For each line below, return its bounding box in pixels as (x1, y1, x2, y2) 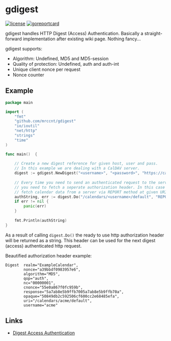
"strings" (14, 133, 36, 138)
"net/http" (14, 128, 38, 134)
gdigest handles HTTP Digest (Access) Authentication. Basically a (5, 30, 144, 36)
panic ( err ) (23, 204, 47, 209)
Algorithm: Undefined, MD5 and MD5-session (12, 55, 109, 62)
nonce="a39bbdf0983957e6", (23, 267, 81, 272)
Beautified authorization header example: (5, 252, 92, 258)
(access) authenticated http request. (5, 243, 82, 249)
